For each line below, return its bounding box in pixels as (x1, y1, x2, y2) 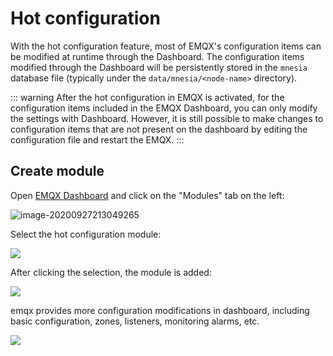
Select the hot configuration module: (10, 228, 162, 240)
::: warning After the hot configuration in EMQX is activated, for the (10, 91, 285, 103)
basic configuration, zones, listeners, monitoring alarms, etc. (10, 315, 260, 327)
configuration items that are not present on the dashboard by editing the (10, 123, 308, 135)
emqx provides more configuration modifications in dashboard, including (10, 304, 310, 316)
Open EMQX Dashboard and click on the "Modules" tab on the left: (10, 189, 285, 201)
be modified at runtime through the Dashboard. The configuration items (10, 50, 305, 62)
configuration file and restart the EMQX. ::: (10, 133, 185, 146)
